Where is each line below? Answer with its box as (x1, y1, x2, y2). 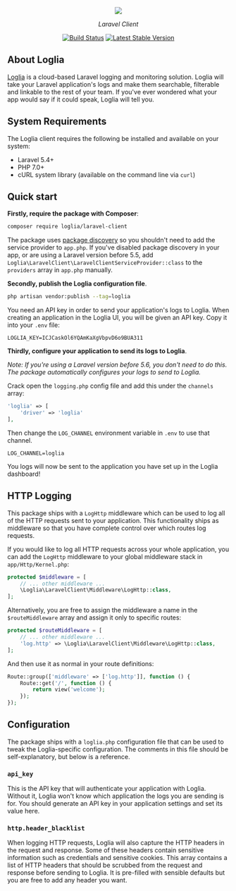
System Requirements (7, 116, 107, 128)
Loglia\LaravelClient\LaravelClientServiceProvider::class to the (7, 258, 203, 267)
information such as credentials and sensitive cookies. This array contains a (7, 854, 228, 862)
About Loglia (7, 54, 65, 66)
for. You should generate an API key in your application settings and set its (7, 799, 223, 808)
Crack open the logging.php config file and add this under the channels (7, 381, 213, 391)
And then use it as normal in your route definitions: (7, 659, 154, 668)
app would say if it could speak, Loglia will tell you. (7, 95, 155, 104)
